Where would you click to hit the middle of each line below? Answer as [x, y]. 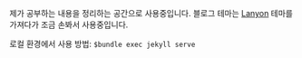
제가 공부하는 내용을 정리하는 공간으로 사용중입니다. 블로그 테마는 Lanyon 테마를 [151, 13]
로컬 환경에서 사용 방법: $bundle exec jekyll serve [102, 44]
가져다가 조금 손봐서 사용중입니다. [69, 24]
